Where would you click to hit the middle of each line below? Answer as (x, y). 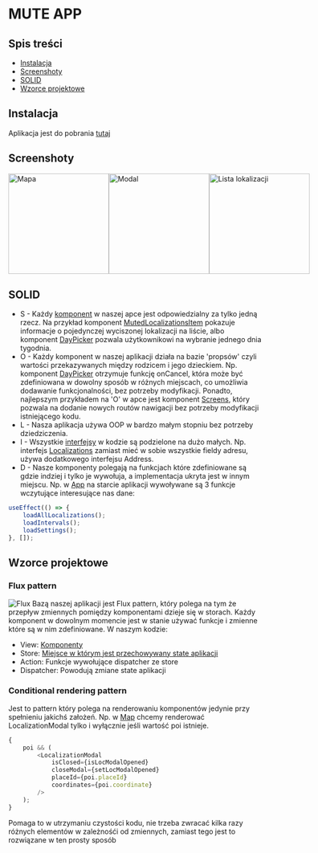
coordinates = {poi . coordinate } (102, 785)
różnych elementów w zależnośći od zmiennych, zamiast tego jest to (122, 831)
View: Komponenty (51, 644)
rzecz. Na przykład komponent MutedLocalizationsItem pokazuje (127, 323)
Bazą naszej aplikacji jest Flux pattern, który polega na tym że (134, 603)
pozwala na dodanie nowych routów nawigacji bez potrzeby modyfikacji (139, 408)
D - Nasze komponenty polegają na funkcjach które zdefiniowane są (133, 467)
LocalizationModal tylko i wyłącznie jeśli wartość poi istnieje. (108, 725)
